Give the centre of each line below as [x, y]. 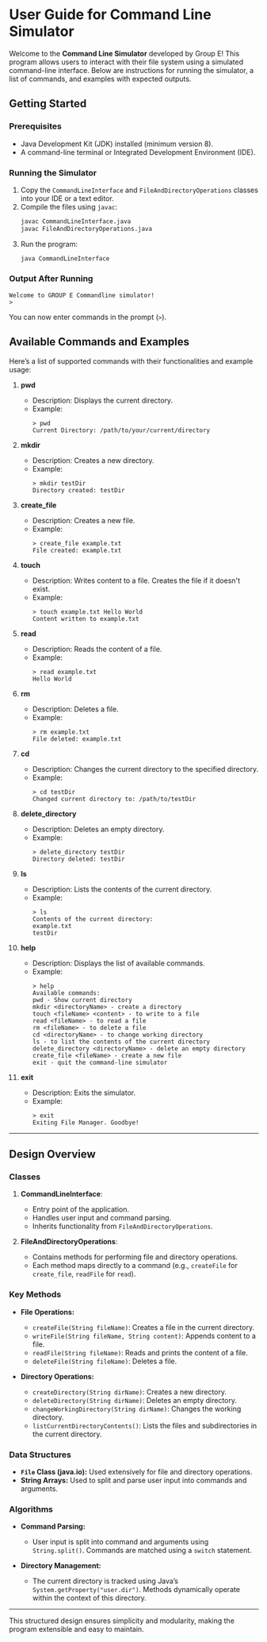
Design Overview [52, 1154]
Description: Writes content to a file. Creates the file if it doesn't [136, 580]
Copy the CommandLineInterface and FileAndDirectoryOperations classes [139, 190]
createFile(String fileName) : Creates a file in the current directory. [143, 1327]
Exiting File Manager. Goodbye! [86, 1122]
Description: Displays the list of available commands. [118, 963]
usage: [20, 369]
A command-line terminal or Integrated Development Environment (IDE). [138, 152]
